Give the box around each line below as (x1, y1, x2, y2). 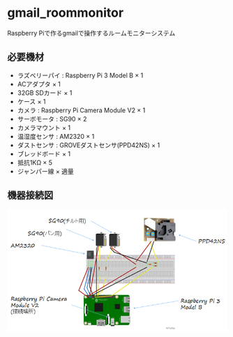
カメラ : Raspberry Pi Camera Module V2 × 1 (17, 106, 146, 114)
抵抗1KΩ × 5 (17, 158, 53, 167)
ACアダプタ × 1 (17, 80, 61, 88)
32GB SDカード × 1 (17, 89, 73, 97)
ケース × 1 (17, 97, 46, 105)
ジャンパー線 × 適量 (17, 167, 75, 175)
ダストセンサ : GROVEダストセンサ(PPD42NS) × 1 (17, 141, 160, 149)
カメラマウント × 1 (17, 123, 71, 132)
